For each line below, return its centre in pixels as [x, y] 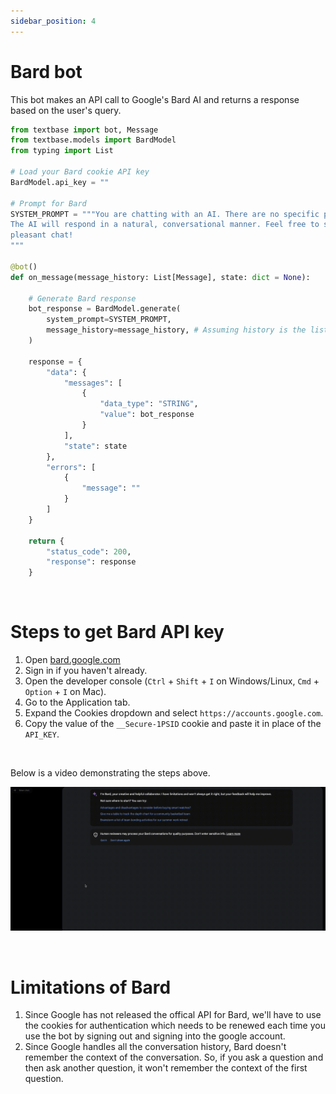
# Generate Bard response [82, 298]
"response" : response [91, 562]
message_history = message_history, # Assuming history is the [176, 330]
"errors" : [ [71, 467]
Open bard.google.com [72, 660]
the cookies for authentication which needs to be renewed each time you [175, 1026]
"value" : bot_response [147, 415]
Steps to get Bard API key [117, 632]
